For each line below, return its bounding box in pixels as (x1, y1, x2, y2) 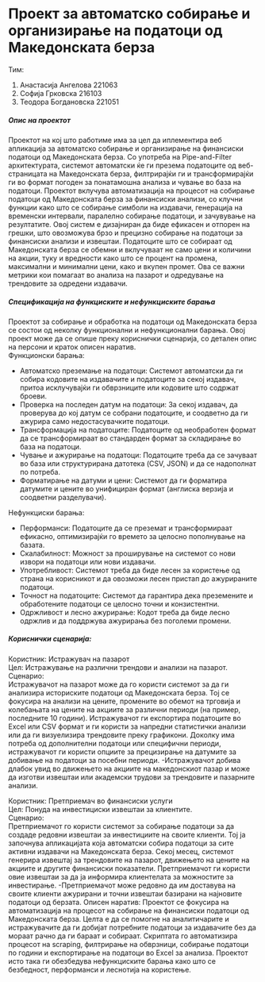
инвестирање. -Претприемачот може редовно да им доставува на (8, 880, 236, 890)
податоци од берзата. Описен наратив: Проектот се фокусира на (8, 897, 229, 907)
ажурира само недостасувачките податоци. (19, 416, 171, 426)
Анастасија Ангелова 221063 (19, 80, 118, 90)
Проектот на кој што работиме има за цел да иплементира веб (8, 135, 222, 144)
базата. (19, 540, 45, 549)
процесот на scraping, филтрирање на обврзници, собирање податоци (8, 939, 249, 949)
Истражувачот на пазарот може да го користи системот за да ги (8, 680, 229, 689)
